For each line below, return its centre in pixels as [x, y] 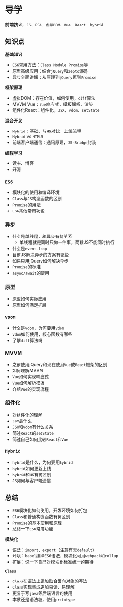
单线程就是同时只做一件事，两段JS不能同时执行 [67, 242]
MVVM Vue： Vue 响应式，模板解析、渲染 [53, 104]
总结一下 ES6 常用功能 [33, 528]
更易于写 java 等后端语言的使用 [42, 593]
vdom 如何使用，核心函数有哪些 [42, 334]
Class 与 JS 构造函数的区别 [37, 199]
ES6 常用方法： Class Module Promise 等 [50, 65]
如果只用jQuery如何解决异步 [40, 261]
